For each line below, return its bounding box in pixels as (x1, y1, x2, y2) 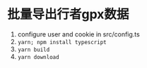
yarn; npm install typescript (17, 39, 107, 46)
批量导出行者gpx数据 (7, 6, 129, 22)
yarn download (17, 53, 59, 60)
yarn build (17, 46, 50, 53)
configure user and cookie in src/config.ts (17, 29, 140, 39)
